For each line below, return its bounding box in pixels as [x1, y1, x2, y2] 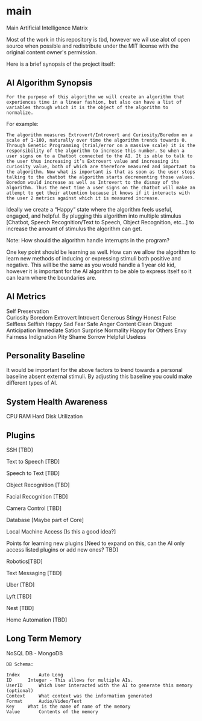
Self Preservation [6, 307, 49, 315]
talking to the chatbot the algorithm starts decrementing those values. [6, 174, 196, 180]
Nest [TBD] [6, 605, 34, 611]
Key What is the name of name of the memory [6, 704, 131, 710]
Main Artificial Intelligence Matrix [6, 24, 88, 31]
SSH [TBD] [6, 446, 33, 453]
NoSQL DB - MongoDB [6, 649, 63, 656]
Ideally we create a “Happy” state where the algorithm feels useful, [6, 206, 173, 213]
